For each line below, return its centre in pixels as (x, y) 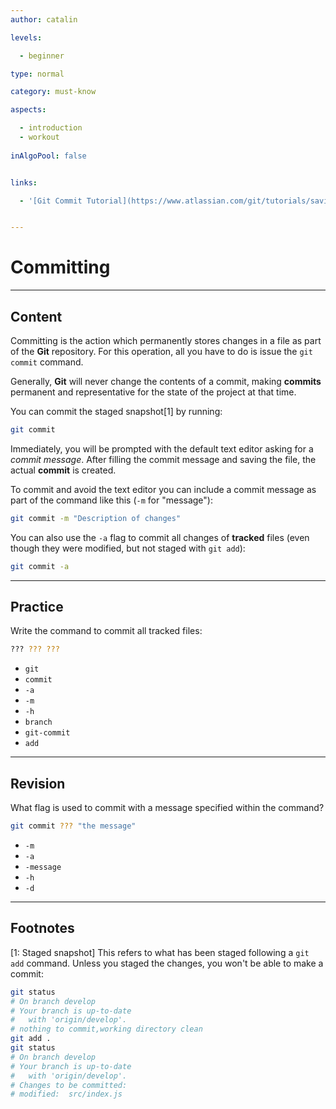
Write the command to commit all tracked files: (106, 631)
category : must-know (53, 92)
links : (24, 182)
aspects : (28, 110)
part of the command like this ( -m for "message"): (111, 500)
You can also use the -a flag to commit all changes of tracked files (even (160, 537)
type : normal (37, 74)
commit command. (47, 362)
